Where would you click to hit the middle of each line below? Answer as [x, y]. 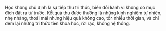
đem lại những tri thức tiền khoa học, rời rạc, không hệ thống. [68, 23]
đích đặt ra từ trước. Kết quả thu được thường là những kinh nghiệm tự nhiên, [83, 13]
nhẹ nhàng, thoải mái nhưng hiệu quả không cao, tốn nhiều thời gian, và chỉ [82, 18]
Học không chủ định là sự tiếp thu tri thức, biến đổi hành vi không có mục [80, 8]
